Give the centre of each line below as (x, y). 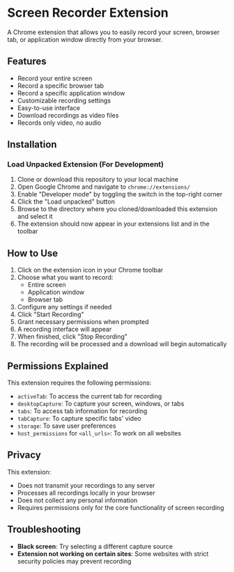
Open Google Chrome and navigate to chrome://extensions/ (103, 187)
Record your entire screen (55, 78)
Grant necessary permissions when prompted (83, 322)
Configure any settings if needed (64, 307)
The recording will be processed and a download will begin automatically (122, 344)
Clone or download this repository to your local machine (98, 180)
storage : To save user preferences (67, 426)
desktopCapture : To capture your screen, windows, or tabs (101, 404)
